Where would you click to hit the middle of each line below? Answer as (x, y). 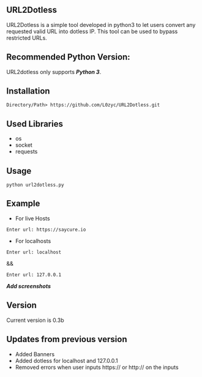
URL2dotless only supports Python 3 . (54, 72)
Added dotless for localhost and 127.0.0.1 (66, 360)
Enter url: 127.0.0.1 (34, 275)
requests (26, 152)
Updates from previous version (67, 339)
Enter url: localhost (34, 252)
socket (24, 145)
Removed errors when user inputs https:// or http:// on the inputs (97, 367)
